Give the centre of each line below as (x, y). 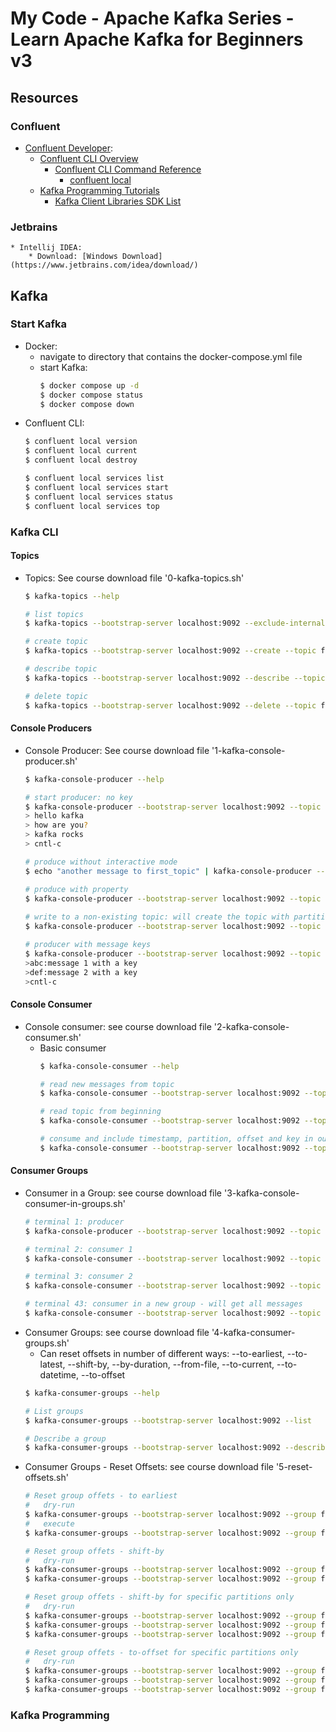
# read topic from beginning (100, 1112)
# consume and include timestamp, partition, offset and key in (176, 1139)
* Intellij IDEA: (46, 248)
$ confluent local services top (92, 506)
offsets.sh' (46, 1478)
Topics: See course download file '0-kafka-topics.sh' (134, 578)
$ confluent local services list (94, 478)
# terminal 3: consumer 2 (78, 1277)
